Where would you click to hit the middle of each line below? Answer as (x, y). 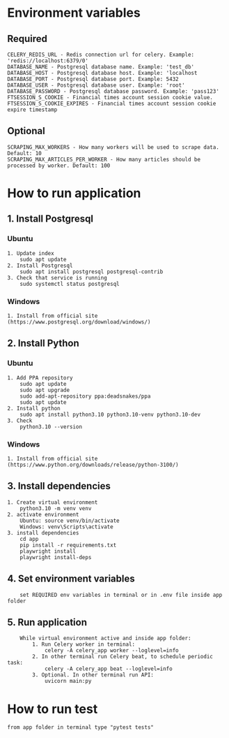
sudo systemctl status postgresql (70, 284)
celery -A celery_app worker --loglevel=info (111, 651)
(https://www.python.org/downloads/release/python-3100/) (93, 465)
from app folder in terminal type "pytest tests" (81, 728)
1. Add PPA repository (40, 378)
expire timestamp (32, 110)
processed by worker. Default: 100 (59, 166)
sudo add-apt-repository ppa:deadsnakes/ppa (85, 396)
